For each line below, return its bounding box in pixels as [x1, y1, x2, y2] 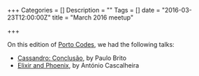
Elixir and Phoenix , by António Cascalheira [17, 61, 140, 69]
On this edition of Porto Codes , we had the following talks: [7, 40, 175, 48]
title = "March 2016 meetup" [52, 13, 134, 22]
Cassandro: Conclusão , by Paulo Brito [17, 54, 127, 62]
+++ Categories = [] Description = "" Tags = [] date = [7, 6, 161, 14]
